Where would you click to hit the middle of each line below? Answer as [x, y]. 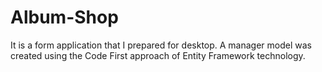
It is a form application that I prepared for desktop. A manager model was [161, 45]
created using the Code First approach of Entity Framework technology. [158, 55]
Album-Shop [64, 17]
